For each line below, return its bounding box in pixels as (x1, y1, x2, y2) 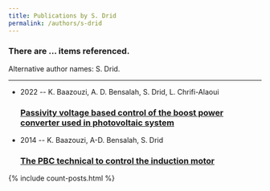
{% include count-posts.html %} (8, 173, 115, 183)
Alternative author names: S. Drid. (8, 63, 121, 73)
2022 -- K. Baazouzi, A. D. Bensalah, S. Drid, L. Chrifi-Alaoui (19, 87, 219, 96)
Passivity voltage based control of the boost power (19, 107, 223, 118)
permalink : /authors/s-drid (8, 19, 103, 27)
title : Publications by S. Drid (8, 11, 117, 20)
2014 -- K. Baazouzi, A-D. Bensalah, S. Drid (19, 136, 164, 145)
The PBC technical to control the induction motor (19, 156, 215, 167)
